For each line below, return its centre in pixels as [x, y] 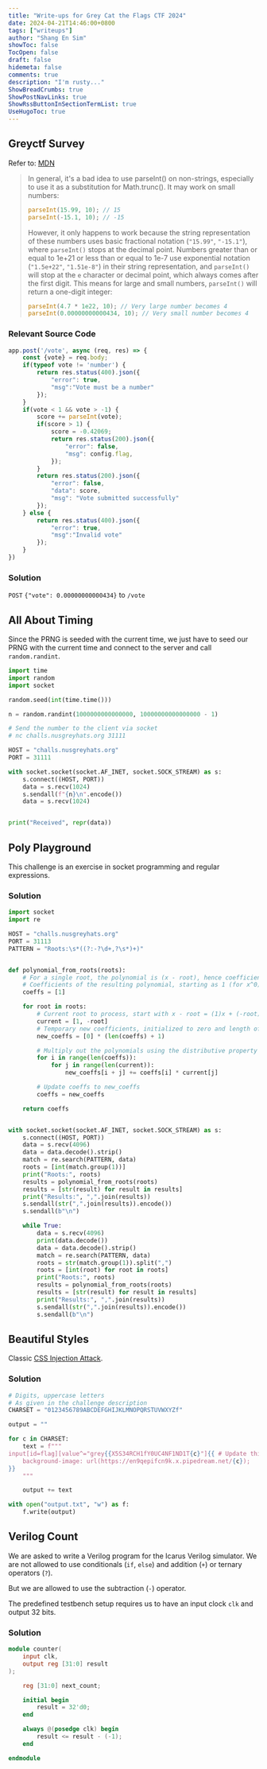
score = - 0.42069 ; [81, 432]
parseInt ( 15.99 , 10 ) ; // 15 [74, 210]
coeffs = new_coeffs [71, 1094]
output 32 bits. [32, 1612]
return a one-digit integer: [70, 292]
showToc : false [33, 45]
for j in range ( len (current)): [103, 1065]
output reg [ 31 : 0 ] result [66, 1664]
